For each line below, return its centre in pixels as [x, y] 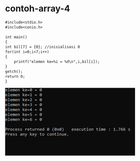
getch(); [14, 71]
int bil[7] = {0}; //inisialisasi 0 [42, 47]
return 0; [15, 76]
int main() [16, 37]
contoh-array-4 [38, 9]
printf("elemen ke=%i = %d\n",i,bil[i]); [57, 62]
